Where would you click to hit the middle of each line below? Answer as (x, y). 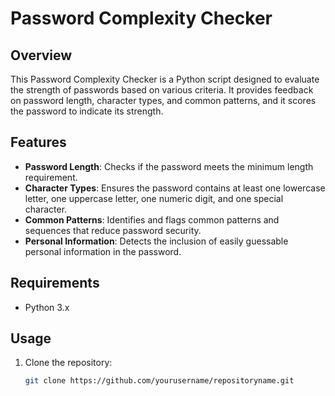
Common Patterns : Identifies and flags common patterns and (152, 219)
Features (38, 142)
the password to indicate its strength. (87, 111)
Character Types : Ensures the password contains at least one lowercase (175, 188)
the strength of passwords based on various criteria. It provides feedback (162, 90)
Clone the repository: (68, 363)
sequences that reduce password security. (113, 230)
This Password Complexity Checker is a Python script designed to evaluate (165, 79)
